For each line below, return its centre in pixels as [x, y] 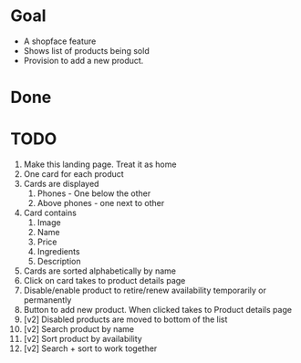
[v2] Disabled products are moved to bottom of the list [125, 319]
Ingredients [58, 252]
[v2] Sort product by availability [83, 339]
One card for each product [73, 174]
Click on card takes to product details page [104, 281]
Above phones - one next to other [101, 203]
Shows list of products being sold [86, 50]
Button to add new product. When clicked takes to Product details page [158, 310]
